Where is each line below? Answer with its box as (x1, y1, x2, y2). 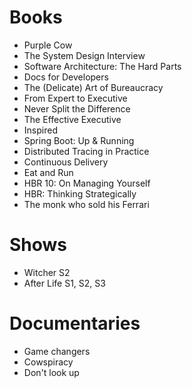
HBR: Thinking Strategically (23, 187, 137, 200)
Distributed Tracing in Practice (23, 145, 150, 157)
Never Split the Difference (23, 102, 131, 115)
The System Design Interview (23, 49, 146, 61)
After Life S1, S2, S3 (23, 277, 106, 289)
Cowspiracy (23, 356, 74, 368)
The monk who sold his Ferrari (23, 198, 150, 210)
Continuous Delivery (23, 156, 109, 168)
